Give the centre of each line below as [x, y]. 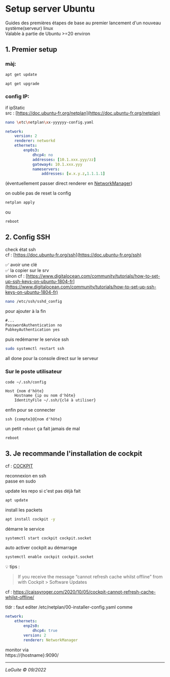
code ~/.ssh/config [26, 382]
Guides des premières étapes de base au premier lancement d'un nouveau [83, 23]
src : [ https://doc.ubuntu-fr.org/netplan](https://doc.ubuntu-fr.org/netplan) [83, 113]
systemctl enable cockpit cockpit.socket [50, 557]
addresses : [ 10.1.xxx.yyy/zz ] [64, 160]
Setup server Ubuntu [50, 9]
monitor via [17, 650]
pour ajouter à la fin [26, 311]
